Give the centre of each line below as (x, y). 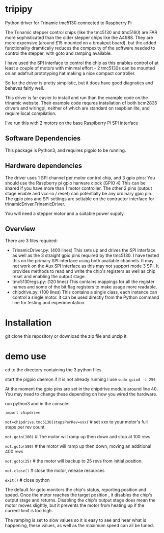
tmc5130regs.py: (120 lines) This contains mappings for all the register (83, 282)
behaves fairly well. (25, 88)
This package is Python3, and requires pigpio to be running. (66, 150)
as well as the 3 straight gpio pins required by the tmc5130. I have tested (85, 255)
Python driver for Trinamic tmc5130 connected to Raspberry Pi (68, 23)
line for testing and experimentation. (49, 303)
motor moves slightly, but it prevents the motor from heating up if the (75, 505)
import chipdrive (23, 413)
